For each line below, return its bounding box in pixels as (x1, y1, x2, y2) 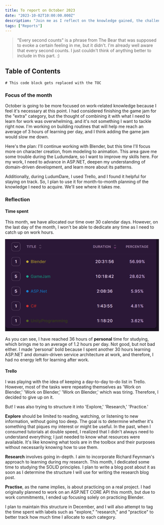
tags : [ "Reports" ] (5, 23, 42, 28)
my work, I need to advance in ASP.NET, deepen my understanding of (5, 159, 145, 165)
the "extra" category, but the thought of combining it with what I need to (5, 113, 150, 119)
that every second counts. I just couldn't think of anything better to (17, 48, 152, 54)
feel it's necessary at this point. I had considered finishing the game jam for (5, 108, 157, 114)
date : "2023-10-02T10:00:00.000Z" (5, 13, 76, 18)
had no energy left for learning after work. (5, 357, 89, 363)
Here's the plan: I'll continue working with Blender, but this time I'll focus (5, 143, 150, 149)
